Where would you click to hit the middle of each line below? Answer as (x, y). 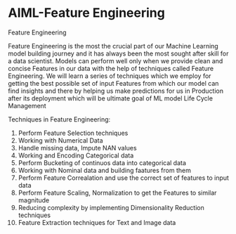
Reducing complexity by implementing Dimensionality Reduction (111, 207)
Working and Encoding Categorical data (76, 155)
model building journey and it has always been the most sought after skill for (118, 53)
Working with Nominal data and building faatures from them (105, 170)
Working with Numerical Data (61, 140)
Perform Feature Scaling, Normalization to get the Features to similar (117, 193)
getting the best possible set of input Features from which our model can (113, 83)
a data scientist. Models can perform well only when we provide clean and (116, 60)
